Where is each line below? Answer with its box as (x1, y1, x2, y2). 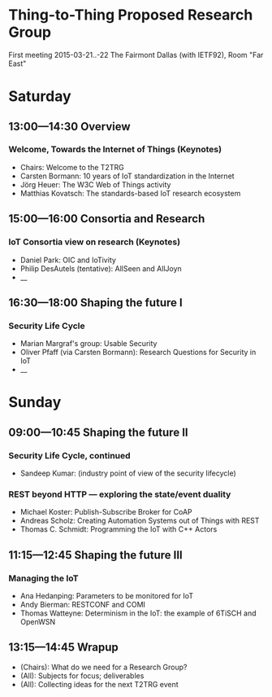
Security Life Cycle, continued (8, 449, 132, 461)
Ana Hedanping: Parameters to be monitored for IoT (19, 591, 193, 601)
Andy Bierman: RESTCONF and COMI (19, 600, 146, 610)
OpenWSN (19, 617, 56, 627)
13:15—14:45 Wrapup (8, 641, 119, 655)
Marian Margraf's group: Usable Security (19, 339, 158, 348)
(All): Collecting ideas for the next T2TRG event (19, 679, 179, 689)
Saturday (8, 87, 71, 106)
